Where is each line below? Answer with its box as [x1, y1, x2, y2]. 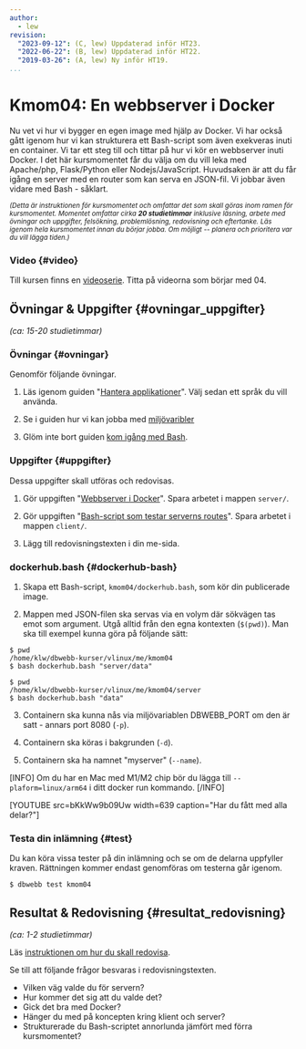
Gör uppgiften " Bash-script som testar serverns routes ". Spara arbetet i [22, 510, 291, 521]
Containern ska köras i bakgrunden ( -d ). [22, 736, 174, 748]
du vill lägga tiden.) [9, 233, 70, 242]
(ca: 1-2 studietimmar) [9, 930, 93, 940]
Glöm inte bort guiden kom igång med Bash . [22, 431, 189, 442]
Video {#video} [9, 254, 79, 266]
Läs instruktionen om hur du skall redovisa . [9, 947, 171, 958]
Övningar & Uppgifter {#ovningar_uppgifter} [9, 301, 266, 317]
